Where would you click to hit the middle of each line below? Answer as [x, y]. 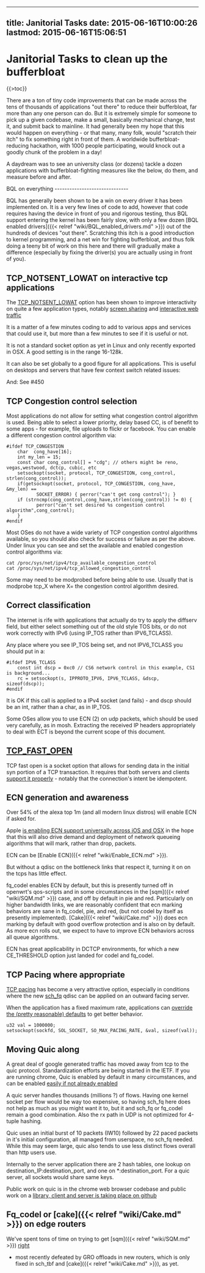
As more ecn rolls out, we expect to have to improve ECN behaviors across [100, 931]
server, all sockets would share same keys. [60, 1177]
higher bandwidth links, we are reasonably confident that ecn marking [95, 905]
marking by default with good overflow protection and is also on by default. [101, 924]
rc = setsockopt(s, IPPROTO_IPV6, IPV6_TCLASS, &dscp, [88, 678]
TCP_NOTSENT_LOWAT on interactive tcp [87, 278]
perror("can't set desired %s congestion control [101, 505]
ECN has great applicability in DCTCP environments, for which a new [93, 949]
